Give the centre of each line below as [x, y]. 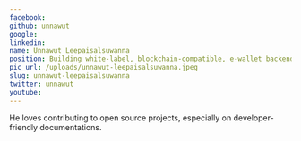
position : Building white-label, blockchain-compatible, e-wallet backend [152, 59]
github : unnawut [39, 26]
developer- [254, 118]
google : [24, 34]
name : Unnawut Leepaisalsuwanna [69, 51]
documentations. [71, 127]
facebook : [28, 17]
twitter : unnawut [42, 84]
